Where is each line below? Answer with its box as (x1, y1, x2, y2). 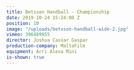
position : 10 (6, 20, 39, 26)
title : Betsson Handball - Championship (6, 9, 110, 15)
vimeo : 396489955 (6, 32, 50, 38)
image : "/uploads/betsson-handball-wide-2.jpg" (6, 26, 129, 32)
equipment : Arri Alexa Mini (6, 49, 78, 55)
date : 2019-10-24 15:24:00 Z (6, 15, 80, 21)
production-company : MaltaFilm (6, 43, 85, 49)
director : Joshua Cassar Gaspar (6, 37, 88, 43)
